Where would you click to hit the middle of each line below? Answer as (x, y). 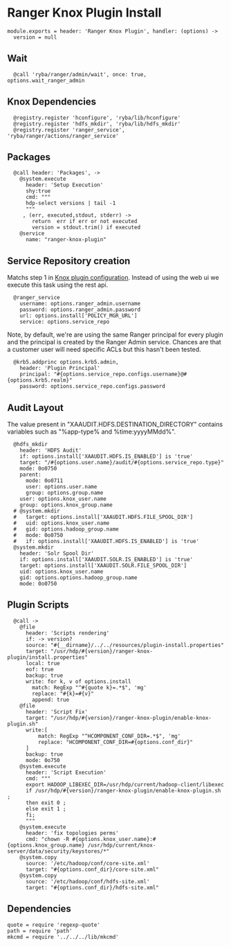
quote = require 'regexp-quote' (54, 925)
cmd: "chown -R (47, 839)
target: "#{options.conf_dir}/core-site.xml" (92, 869)
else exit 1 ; (46, 808)
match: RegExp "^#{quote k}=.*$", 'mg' (90, 687)
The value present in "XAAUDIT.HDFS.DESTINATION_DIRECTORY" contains (115, 424)
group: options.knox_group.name (66, 505)
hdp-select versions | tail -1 (71, 203)
